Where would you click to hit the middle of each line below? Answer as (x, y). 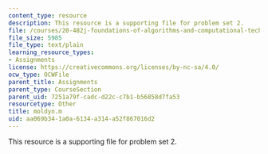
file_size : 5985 (35, 38)
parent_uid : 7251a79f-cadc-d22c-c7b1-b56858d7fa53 (94, 97)
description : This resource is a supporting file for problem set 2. (126, 23)
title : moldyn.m (35, 112)
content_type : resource (48, 15)
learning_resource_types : (51, 52)
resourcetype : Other (43, 104)
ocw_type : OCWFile (39, 75)
